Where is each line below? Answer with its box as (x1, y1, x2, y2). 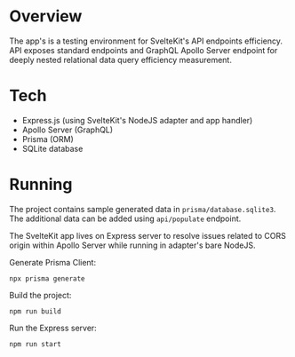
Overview (9, 6, 83, 27)
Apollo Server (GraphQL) (21, 124, 114, 135)
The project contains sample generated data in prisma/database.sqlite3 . (9, 203, 276, 214)
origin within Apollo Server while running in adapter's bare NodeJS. (9, 240, 256, 250)
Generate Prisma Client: (9, 257, 96, 267)
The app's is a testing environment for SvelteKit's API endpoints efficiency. (9, 36, 283, 46)
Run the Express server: (9, 322, 98, 333)
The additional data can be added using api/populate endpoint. (9, 213, 242, 224)
